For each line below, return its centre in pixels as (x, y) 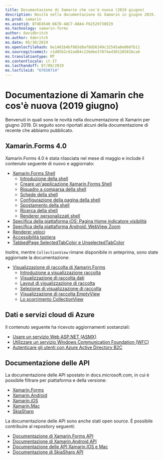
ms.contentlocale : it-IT (31, 61)
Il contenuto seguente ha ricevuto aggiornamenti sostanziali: (68, 327)
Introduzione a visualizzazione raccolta (60, 272)
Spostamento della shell (45, 205)
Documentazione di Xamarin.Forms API (53, 436)
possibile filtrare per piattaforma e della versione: (56, 380)
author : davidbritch (27, 33)
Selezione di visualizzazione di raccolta (61, 288)
